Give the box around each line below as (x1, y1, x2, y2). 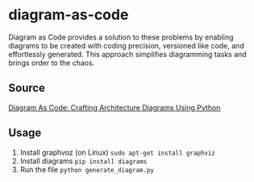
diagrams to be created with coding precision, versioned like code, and (8, 40, 244, 50)
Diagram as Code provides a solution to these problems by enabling (8, 32, 234, 42)
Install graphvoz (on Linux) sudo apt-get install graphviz (19, 147, 215, 157)
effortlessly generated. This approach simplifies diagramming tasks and (8, 49, 248, 59)
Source (8, 81, 46, 95)
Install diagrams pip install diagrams (19, 155, 148, 166)
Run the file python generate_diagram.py (19, 164, 155, 174)
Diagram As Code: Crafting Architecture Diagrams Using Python (8, 102, 221, 112)
